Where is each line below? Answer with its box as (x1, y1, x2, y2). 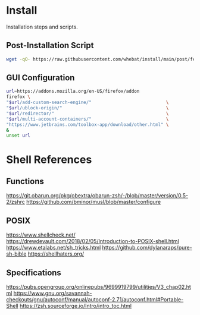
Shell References (6, 153, 92, 166)
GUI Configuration (6, 73, 75, 83)
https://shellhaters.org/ (27, 250, 85, 257)
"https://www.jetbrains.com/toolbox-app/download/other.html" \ (6, 121, 169, 128)
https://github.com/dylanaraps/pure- (102, 244, 192, 251)
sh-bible (6, 250, 27, 257)
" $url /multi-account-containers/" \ (6, 116, 169, 122)
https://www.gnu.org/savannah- (13, 289, 92, 297)
